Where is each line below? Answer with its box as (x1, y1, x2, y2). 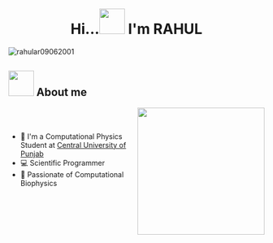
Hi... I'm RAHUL (70, 20, 203, 38)
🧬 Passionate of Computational (19, 169, 124, 179)
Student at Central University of (19, 140, 127, 150)
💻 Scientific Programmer (19, 158, 106, 167)
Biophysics (19, 178, 58, 188)
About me (36, 85, 88, 99)
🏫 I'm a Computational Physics (19, 131, 123, 141)
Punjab (19, 149, 45, 158)
